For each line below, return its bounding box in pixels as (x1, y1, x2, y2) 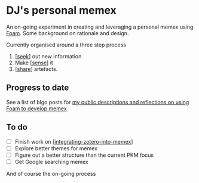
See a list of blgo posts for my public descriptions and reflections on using (6, 98, 189, 106)
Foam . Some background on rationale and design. (6, 29, 129, 36)
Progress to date (6, 83, 69, 93)
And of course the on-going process (6, 170, 96, 177)
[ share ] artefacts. (14, 65, 58, 72)
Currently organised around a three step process (6, 41, 127, 48)
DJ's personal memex (6, 4, 117, 17)
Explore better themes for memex (14, 144, 97, 152)
